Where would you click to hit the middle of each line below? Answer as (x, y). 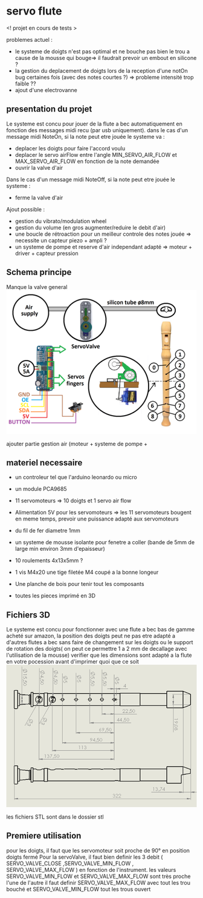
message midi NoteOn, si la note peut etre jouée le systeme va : (85, 136)
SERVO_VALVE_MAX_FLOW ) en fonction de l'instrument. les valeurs (91, 870)
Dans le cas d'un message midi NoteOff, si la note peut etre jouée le (91, 179)
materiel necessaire (44, 463)
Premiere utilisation (44, 836)
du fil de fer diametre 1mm (47, 531)
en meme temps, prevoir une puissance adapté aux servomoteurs (97, 519)
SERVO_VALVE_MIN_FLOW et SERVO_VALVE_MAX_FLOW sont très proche (98, 876)
